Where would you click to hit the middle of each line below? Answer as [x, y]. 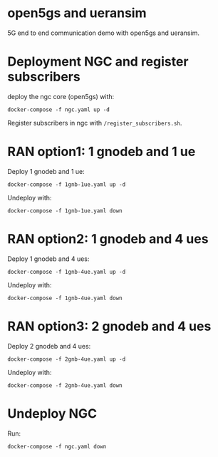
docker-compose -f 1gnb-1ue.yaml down [65, 211]
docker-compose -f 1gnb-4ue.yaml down [65, 298]
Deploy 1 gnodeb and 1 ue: [46, 171]
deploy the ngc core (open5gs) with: [61, 96]
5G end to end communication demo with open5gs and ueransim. [103, 33]
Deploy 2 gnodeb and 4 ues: [49, 346]
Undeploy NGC [52, 413]
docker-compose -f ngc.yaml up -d [59, 109]
